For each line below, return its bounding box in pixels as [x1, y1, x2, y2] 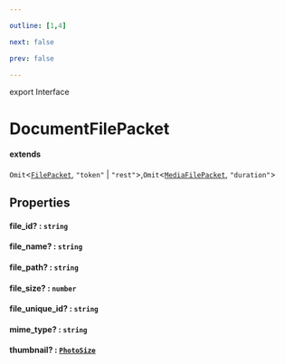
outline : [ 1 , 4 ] [9, 21, 67, 30]
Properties [9, 196, 71, 211]
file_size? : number [9, 283, 77, 293]
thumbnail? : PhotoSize [9, 345, 97, 356]
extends [9, 148, 42, 159]
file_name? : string [9, 241, 83, 252]
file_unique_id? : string [9, 303, 99, 314]
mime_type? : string [9, 323, 88, 335]
